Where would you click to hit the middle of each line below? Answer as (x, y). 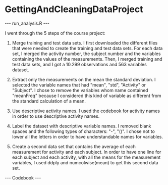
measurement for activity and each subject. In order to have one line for (87, 152)
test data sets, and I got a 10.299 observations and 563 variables (79, 64)
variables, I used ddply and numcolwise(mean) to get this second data (85, 162)
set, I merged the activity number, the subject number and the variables (86, 54)
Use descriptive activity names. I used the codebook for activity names (86, 111)
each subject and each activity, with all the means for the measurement (86, 157)
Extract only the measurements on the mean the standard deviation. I (84, 79)
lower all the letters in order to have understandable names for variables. (88, 136)
